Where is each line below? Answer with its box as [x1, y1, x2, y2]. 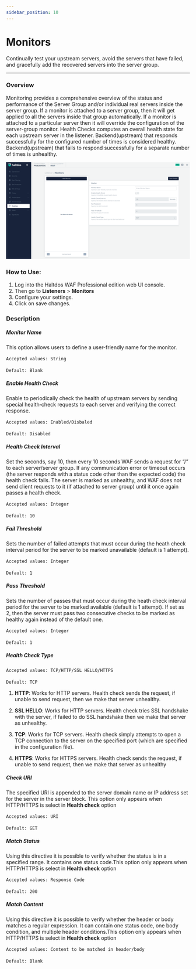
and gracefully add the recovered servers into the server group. [6, 61, 159, 68]
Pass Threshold [6, 582, 45, 589]
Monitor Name [6, 329, 42, 336]
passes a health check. [6, 489, 62, 496]
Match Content [6, 901, 44, 908]
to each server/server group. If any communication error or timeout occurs [6, 464, 185, 471]
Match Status [6, 838, 40, 845]
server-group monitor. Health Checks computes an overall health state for [6, 125, 184, 132]
